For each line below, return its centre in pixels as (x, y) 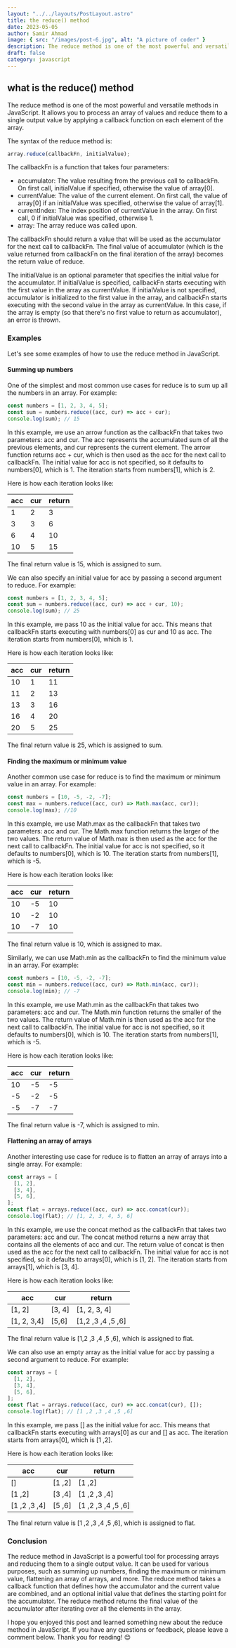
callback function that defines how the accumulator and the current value (113, 1586)
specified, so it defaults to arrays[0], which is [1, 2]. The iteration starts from (117, 1259)
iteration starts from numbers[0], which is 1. (70, 640)
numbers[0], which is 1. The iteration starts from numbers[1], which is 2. (111, 469)
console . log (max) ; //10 (42, 810)
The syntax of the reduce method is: (60, 141)
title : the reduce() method (48, 20)
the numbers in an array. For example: (62, 392)
